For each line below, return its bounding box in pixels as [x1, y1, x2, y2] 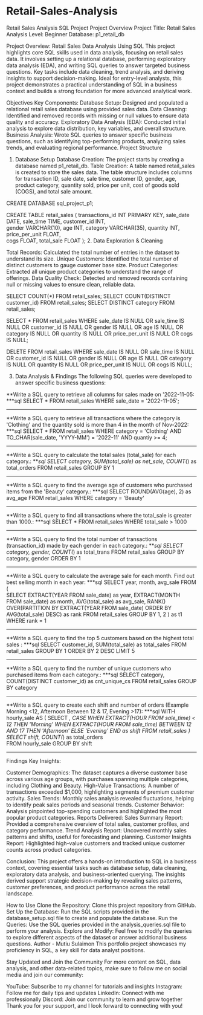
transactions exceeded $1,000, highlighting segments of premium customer [6, 788, 195, 796]
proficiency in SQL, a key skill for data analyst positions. [6, 946, 146, 953]
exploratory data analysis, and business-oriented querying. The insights [6, 871, 185, 878]
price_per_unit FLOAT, [6, 230, 62, 238]
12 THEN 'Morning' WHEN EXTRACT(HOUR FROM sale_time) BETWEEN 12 [6, 721, 192, 728]
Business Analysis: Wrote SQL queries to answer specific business [6, 131, 172, 138]
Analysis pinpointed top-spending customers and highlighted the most [6, 807, 182, 814]
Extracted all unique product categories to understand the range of [6, 268, 173, 275]
